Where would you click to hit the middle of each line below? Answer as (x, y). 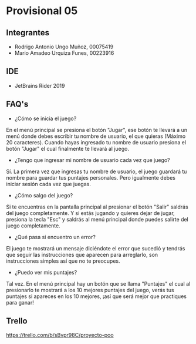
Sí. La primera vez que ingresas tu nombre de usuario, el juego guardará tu (97, 171)
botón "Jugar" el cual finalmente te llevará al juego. (67, 148)
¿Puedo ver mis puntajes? (46, 272)
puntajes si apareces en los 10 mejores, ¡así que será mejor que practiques (96, 296)
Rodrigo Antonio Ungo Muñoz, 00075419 (64, 47)
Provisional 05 (42, 11)
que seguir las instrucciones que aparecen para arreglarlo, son (82, 254)
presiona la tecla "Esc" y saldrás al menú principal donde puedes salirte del (97, 219)
